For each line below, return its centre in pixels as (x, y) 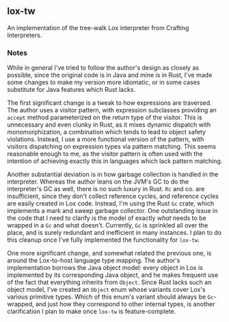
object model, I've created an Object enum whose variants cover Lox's (106, 290)
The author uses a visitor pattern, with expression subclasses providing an (112, 110)
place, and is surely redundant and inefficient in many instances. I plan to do (114, 233)
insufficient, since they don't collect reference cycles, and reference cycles (113, 196)
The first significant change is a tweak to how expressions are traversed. (109, 103)
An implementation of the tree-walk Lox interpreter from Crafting (98, 27)
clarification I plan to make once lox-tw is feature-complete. (92, 312)
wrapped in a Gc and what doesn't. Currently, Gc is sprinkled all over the (108, 225)
